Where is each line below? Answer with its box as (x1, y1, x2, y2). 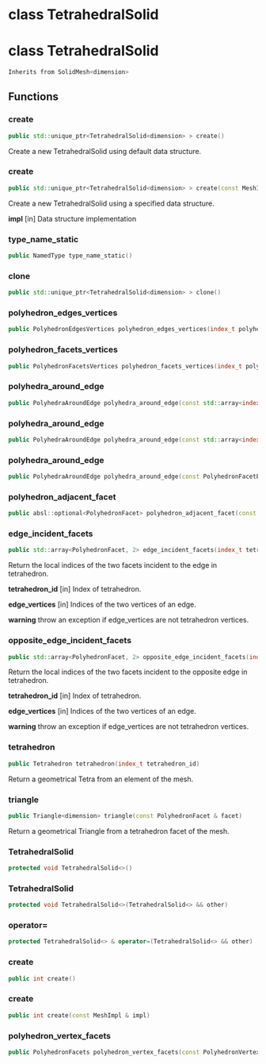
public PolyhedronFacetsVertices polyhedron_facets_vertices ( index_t (8, 362, 243, 370)
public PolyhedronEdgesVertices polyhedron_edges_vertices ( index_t (8, 326, 236, 333)
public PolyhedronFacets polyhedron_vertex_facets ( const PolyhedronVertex (8, 1048, 260, 1056)
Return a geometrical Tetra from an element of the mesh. (8, 774, 194, 784)
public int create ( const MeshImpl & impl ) (8, 1011, 150, 1020)
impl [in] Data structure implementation (8, 214, 137, 223)
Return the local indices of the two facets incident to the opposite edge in (8, 667, 248, 677)
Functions (8, 90, 59, 104)
